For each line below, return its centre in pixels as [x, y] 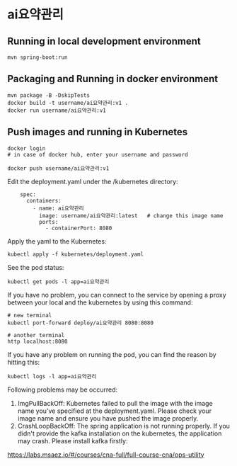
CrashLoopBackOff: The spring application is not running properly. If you [123, 426]
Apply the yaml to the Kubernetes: [57, 241]
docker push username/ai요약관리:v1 [58, 168]
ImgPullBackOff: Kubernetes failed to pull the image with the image [115, 403]
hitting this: [24, 362]
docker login [27, 148]
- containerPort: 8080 [79, 228]
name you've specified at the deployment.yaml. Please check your [115, 411]
